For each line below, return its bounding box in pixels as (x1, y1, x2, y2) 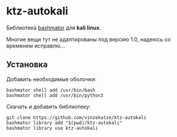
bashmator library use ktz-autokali (6, 125, 98, 131)
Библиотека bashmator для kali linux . (6, 24, 101, 31)
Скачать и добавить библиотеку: (6, 103, 91, 110)
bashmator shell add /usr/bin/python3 (6, 92, 104, 99)
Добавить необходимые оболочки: (6, 75, 97, 82)
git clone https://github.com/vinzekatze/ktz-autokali (6, 114, 147, 121)
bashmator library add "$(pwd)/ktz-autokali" (6, 120, 122, 126)
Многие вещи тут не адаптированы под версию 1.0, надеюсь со (6, 35, 171, 43)
